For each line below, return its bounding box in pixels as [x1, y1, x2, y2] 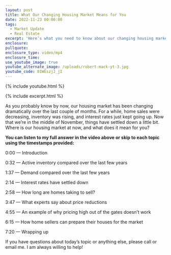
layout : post [5, 7, 33, 13]
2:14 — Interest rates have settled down [5, 180, 89, 185]
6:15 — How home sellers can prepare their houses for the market [5, 219, 144, 225]
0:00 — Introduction [5, 150, 47, 156]
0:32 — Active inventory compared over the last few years [5, 160, 128, 166]
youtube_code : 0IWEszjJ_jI [5, 69, 63, 74]
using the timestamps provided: [5, 140, 75, 146]
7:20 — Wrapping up [5, 229, 49, 235]
